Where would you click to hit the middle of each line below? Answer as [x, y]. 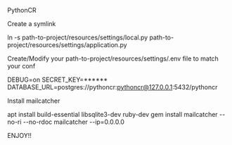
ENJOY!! [19, 135]
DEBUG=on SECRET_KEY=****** [57, 80]
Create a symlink [32, 24]
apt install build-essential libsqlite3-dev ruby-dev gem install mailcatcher [112, 114]
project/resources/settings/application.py [67, 45]
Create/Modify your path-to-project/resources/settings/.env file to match [113, 58]
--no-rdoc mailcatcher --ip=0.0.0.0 [74, 122]
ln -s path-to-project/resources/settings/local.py [78, 37]
